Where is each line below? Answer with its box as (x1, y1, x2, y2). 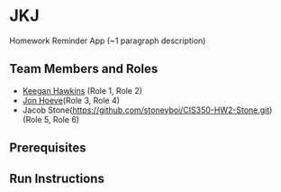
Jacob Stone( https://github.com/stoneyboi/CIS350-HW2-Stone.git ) (22, 105, 273, 115)
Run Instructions (9, 170, 105, 186)
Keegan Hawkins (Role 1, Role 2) (22, 85, 142, 96)
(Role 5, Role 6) (22, 114, 79, 124)
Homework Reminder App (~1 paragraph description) (9, 35, 206, 46)
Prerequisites (9, 141, 86, 156)
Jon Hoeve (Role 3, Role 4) (22, 95, 120, 105)
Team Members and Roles (9, 61, 159, 77)
